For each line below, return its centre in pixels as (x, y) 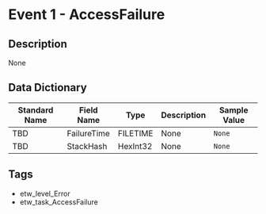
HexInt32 (135, 146)
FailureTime (89, 133)
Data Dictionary (47, 88)
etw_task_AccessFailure (59, 202)
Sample (234, 110)
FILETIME (135, 133)
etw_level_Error (45, 193)
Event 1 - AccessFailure (87, 15)
